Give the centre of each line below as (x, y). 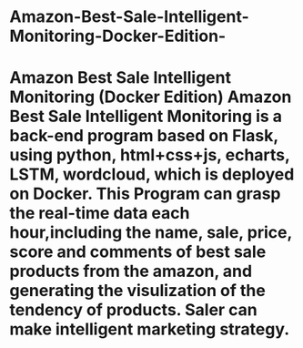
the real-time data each (100, 214)
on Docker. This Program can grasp (145, 194)
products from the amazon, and (131, 271)
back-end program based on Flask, (144, 136)
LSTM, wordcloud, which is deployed (152, 174)
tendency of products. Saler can (133, 310)
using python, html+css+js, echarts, (150, 155)
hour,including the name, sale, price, (151, 233)
